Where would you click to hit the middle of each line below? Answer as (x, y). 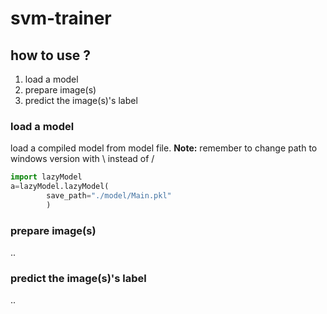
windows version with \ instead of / (82, 159)
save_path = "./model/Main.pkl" (109, 196)
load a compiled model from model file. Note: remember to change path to (164, 148)
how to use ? (50, 55)
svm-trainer (61, 18)
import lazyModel (46, 177)
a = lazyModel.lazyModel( (60, 187)
